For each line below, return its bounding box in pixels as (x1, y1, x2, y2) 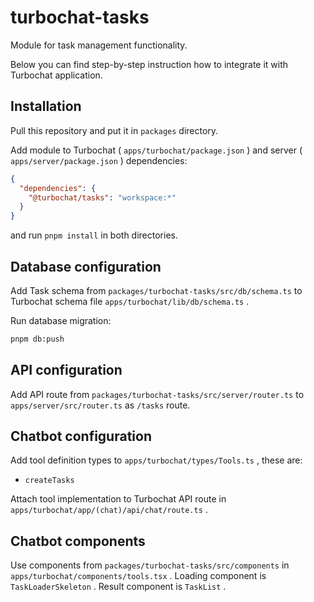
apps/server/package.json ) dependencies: (10, 154, 188, 166)
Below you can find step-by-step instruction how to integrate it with (10, 58, 289, 70)
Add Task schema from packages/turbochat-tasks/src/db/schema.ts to (10, 284, 303, 296)
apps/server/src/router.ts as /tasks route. (10, 399, 191, 411)
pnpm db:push (10, 334, 65, 344)
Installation (10, 98, 82, 115)
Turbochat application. (10, 69, 103, 81)
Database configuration (10, 258, 162, 275)
